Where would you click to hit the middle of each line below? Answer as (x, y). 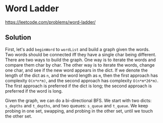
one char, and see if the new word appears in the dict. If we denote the (76, 70)
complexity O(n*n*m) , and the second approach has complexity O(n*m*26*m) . (82, 80)
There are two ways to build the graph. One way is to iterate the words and (81, 60)
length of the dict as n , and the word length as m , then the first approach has (81, 75)
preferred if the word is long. (34, 91)
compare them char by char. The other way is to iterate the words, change (80, 65)
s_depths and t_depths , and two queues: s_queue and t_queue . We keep (77, 105)
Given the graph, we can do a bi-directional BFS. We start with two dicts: (78, 100)
